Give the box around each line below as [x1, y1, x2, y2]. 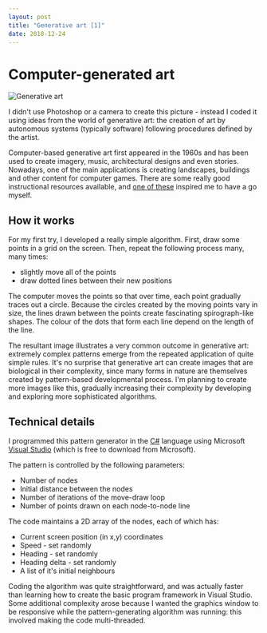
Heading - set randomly [19, 548, 98, 559]
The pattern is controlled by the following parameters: [8, 460, 185, 469]
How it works [8, 213, 75, 227]
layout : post [8, 13, 52, 21]
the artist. [8, 133, 40, 142]
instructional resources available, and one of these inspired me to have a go [8, 182, 257, 192]
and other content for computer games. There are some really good [8, 173, 230, 183]
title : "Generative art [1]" [8, 21, 105, 30]
